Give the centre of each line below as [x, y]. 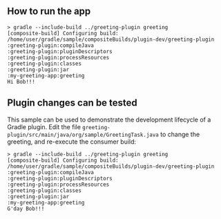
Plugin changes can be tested [73, 103]
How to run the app [49, 11]
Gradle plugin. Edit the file [44, 126]
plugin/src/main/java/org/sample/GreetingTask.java [83, 135]
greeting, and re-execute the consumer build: [72, 142]
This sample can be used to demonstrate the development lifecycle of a [109, 120]
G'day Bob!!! [26, 209]
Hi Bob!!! [21, 82]
